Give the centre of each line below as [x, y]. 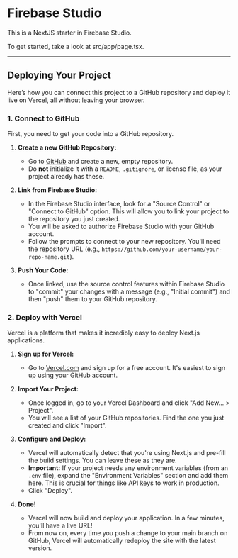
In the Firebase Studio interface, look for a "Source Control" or [119, 204]
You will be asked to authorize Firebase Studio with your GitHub [121, 227]
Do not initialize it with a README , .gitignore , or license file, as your [125, 169]
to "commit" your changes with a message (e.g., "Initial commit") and [129, 291]
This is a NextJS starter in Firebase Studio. [70, 33]
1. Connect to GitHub [44, 118]
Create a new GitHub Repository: [67, 147]
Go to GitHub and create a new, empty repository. [101, 162]
